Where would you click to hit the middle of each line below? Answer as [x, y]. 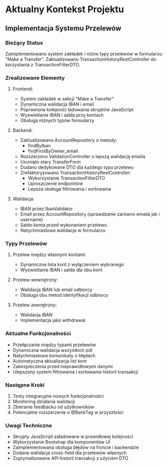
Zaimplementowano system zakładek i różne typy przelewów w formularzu [84, 54]
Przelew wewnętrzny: [35, 280]
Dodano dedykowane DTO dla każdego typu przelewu [77, 167]
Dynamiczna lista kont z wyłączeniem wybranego [72, 265]
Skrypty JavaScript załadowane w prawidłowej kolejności [73, 436]
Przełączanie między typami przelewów [54, 345]
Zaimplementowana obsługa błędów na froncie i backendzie [76, 448]
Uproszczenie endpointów [55, 184]
